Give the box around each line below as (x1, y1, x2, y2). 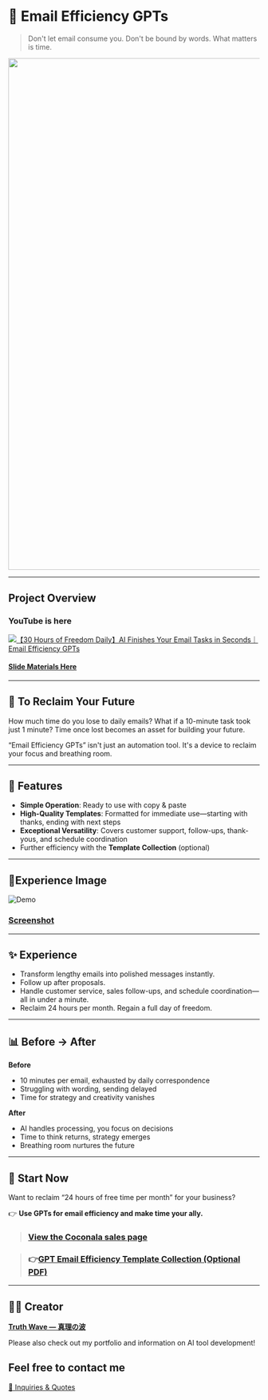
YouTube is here (8, 616, 72, 627)
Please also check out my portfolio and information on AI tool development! (8, 1338, 256, 1348)
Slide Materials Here (8, 662, 77, 672)
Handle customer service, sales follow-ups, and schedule (19, 987, 210, 996)
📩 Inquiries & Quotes (8, 1382, 76, 1392)
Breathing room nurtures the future (19, 1141, 136, 1151)
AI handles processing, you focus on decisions (19, 1123, 174, 1134)
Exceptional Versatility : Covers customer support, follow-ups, (19, 826, 226, 836)
